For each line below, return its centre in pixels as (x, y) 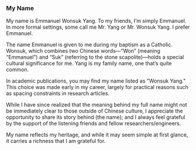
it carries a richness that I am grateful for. (56, 141)
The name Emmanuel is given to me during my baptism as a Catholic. (89, 45)
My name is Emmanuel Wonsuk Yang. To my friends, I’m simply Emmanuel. (96, 21)
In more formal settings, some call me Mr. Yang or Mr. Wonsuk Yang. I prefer (98, 27)
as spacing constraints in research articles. (58, 93)
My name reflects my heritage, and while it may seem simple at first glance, (97, 135)
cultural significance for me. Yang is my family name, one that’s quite (89, 63)
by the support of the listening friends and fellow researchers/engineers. (94, 124)
